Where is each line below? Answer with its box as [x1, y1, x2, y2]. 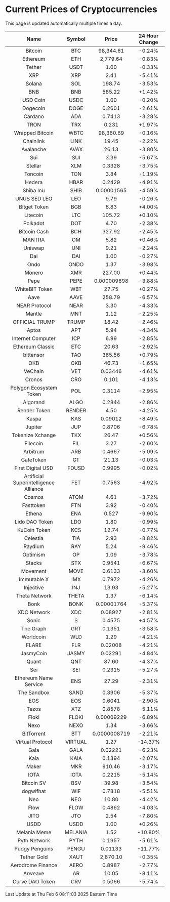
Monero [24, 269, 44, 276]
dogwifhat [22, 788, 46, 795]
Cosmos [24, 493, 44, 500]
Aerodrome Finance [10, 862, 58, 869]
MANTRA [22, 236, 45, 243]
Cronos [25, 376, 43, 383]
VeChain [23, 368, 44, 375]
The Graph [21, 625, 47, 632]
